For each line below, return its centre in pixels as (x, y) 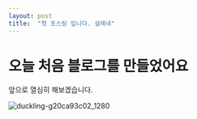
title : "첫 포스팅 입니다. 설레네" (62, 23)
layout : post (30, 16)
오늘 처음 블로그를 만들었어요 (98, 66)
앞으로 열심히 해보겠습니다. (51, 90)
